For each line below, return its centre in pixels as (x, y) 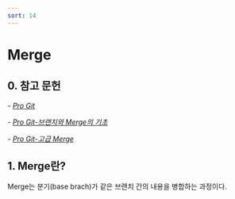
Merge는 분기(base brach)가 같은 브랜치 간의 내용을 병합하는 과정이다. (117, 186)
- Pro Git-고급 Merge (41, 139)
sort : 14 (22, 15)
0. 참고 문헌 (34, 86)
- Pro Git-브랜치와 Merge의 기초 (58, 122)
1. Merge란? (37, 166)
